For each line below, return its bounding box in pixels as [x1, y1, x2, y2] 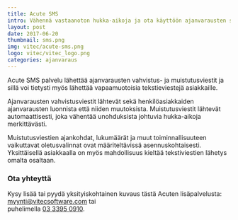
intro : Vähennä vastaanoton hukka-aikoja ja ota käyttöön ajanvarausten [7, 17, 227, 24]
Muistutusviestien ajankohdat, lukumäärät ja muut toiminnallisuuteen [7, 133, 207, 141]
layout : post [7, 23, 46, 30]
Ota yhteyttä [7, 173, 52, 183]
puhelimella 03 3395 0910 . [7, 204, 85, 213]
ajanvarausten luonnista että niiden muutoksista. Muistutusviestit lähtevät [7, 104, 221, 113]
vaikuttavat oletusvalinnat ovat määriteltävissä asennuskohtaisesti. [7, 141, 202, 149]
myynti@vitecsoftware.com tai [7, 197, 96, 206]
